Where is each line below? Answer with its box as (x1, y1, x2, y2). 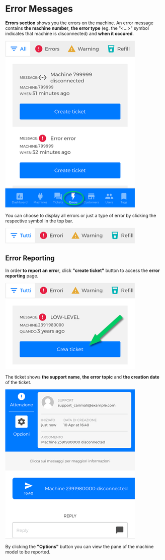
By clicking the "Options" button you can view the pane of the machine (5, 543, 154, 549)
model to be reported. (5, 549, 51, 555)
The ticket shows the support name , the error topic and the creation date (5, 374, 159, 380)
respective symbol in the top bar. (5, 218, 73, 224)
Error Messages (5, 3, 73, 15)
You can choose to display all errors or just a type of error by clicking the (5, 212, 156, 218)
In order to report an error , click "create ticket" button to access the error (5, 267, 160, 273)
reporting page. (5, 272, 39, 278)
